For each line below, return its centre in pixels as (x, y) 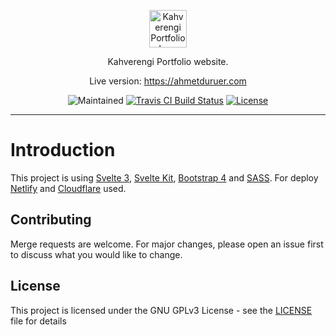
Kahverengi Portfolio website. (168, 61)
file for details (38, 321)
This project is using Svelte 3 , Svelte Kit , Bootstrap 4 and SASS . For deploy (164, 177)
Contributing (51, 220)
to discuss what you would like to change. (96, 254)
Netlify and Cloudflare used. (68, 188)
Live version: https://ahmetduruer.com (168, 81)
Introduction (63, 150)
